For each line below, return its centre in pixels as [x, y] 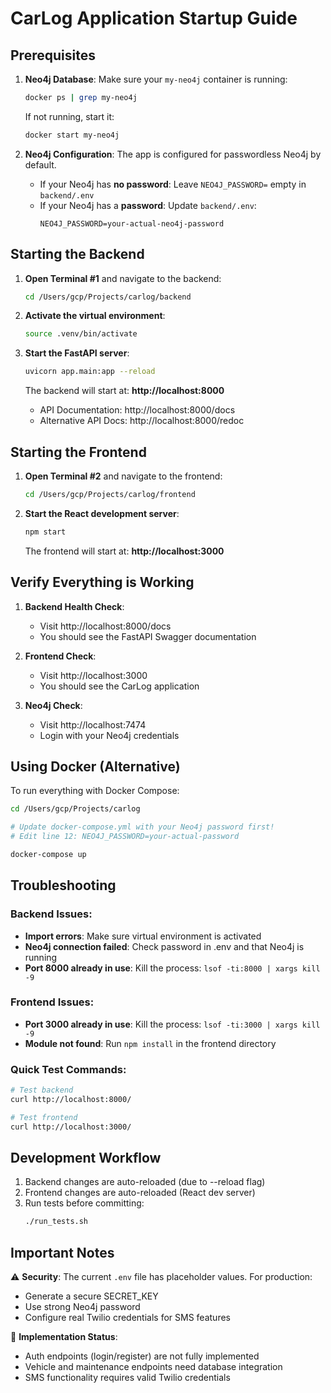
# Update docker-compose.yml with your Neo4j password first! [142, 827]
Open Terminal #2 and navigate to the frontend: [123, 476]
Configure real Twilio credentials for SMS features [127, 1318]
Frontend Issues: [52, 1002]
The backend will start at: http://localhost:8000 [124, 391]
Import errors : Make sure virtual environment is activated [143, 936]
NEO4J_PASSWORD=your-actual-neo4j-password [132, 223]
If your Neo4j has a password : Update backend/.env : [148, 205]
